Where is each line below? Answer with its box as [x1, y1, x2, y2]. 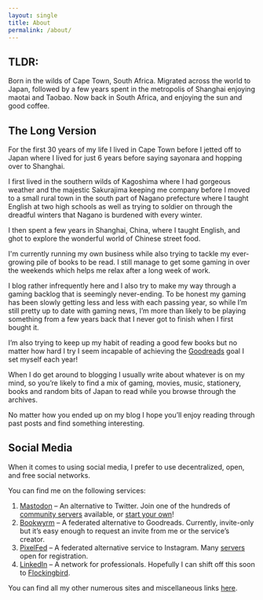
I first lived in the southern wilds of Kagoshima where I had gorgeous [8, 177, 232, 186]
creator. [19, 534, 46, 543]
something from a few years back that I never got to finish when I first [8, 315, 234, 323]
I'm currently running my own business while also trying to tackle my [8, 249, 231, 258]
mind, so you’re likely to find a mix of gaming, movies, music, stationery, [8, 378, 242, 388]
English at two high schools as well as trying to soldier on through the [8, 202, 233, 211]
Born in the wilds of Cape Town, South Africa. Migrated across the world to [8, 76, 251, 86]
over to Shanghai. [8, 162, 65, 171]
